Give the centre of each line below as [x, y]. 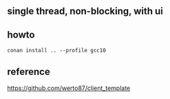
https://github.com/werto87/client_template [69, 88]
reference [29, 71]
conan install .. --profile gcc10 [57, 51]
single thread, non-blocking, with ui [85, 11]
